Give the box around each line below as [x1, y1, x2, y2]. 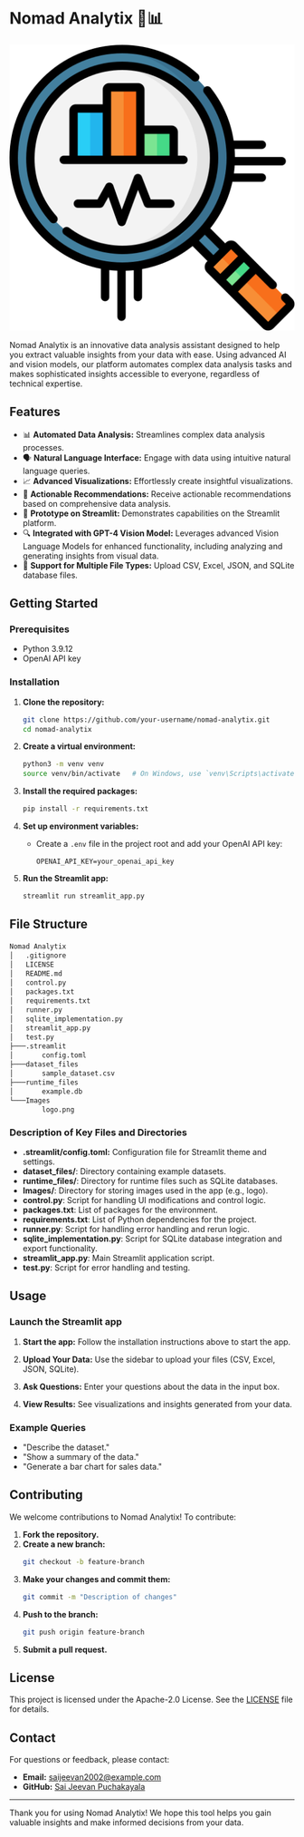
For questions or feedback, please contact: [9, 1754, 170, 1765]
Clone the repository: [22, 696, 105, 707]
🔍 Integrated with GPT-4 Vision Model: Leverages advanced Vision [22, 528, 279, 539]
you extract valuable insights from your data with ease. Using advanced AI [9, 349, 287, 360]
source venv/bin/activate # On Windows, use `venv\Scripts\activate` [22, 769, 299, 779]
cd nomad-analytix [22, 724, 92, 734]
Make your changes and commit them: [22, 1573, 171, 1584]
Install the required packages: [22, 786, 138, 797]
